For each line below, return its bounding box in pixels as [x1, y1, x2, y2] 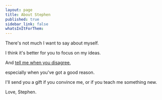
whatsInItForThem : [5, 26, 44, 31]
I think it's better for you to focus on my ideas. [5, 50, 101, 56]
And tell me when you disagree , [5, 60, 71, 66]
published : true [5, 17, 39, 22]
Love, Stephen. [5, 89, 37, 95]
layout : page [5, 7, 33, 13]
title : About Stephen [5, 12, 51, 17]
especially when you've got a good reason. [5, 69, 95, 76]
